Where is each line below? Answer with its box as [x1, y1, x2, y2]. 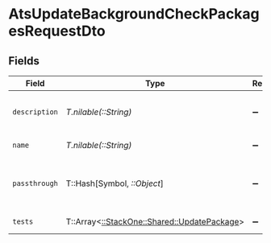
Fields [8, 54, 40, 68]
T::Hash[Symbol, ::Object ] [65, 178, 164, 189]
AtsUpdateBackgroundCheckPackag [8, 5, 260, 23]
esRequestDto [8, 22, 106, 40]
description [12, 108, 59, 117]
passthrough [12, 179, 59, 187]
